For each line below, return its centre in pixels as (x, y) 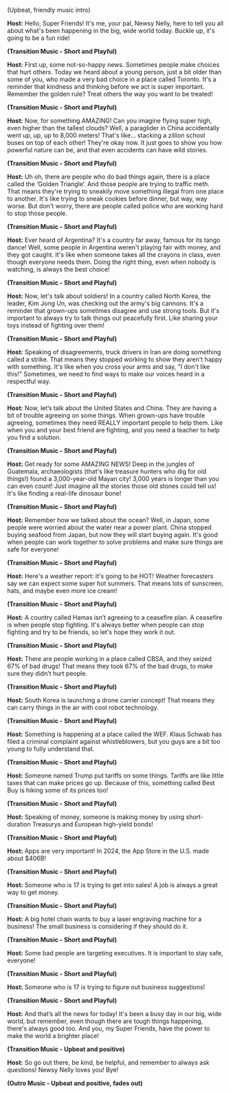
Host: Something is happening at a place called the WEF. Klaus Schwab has (114, 734)
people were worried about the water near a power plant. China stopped (109, 527)
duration (19, 824)
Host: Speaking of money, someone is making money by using (96, 817)
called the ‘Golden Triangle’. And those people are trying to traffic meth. (108, 184)
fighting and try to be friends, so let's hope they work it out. (91, 632)
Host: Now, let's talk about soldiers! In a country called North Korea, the (109, 296)
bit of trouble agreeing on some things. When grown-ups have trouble (106, 415)
